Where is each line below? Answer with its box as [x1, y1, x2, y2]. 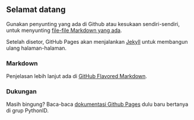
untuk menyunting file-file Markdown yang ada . [6, 27, 122, 34]
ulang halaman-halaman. [6, 44, 67, 51]
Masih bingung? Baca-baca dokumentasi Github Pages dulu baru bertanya [6, 100, 189, 108]
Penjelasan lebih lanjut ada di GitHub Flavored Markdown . [6, 73, 147, 80]
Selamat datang [6, 5, 66, 15]
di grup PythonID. [6, 107, 49, 114]
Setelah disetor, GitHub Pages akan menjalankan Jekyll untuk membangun [6, 38, 188, 45]
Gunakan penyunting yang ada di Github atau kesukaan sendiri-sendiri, [6, 20, 180, 27]
